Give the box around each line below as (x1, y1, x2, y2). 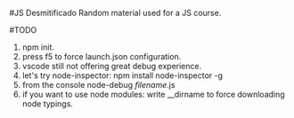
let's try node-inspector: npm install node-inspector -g (21, 70, 224, 81)
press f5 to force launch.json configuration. (21, 51, 182, 61)
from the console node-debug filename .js (21, 80, 176, 90)
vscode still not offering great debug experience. (21, 61, 202, 71)
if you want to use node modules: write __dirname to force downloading (21, 89, 285, 99)
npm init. (21, 42, 55, 52)
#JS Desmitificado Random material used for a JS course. (9, 8, 222, 18)
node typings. (21, 98, 74, 109)
